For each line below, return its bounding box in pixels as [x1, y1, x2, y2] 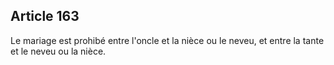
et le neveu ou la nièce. [10, 45, 107, 57]
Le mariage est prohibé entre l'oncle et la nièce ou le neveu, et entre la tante [10, 34, 325, 46]
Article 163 [10, 8, 80, 25]
